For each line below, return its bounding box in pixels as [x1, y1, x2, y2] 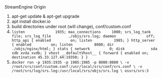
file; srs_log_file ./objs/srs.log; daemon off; [11, 34, 156, 39]
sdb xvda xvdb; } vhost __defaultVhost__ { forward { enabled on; [11, 51, 149, 55]
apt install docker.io [11, 19, 51, 24]
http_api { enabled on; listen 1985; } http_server [11, 38, 156, 43]
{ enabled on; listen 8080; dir [11, 42, 114, 47]
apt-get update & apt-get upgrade [11, 13, 80, 19]
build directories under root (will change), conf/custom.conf [11, 24, 131, 29]
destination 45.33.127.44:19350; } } [11, 55, 88, 60]
